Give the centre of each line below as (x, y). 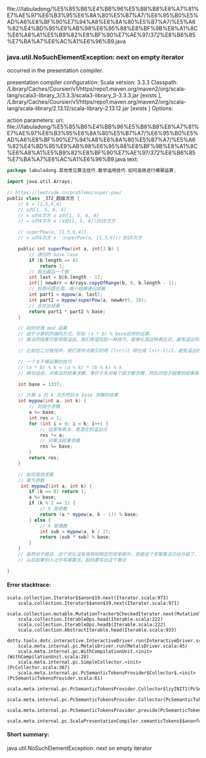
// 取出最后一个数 (49, 272)
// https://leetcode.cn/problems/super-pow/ (64, 193)
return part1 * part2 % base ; (67, 312)
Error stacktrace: (29, 585)
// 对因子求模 (45, 407)
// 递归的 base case (54, 254)
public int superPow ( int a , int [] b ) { (69, 249)
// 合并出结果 (45, 306)
